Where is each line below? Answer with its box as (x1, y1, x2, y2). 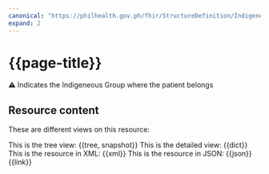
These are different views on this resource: (8, 125, 151, 135)
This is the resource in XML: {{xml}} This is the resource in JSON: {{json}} (8, 149, 252, 159)
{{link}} (8, 157, 32, 167)
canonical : (8, 11, 45, 20)
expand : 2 (8, 19, 42, 27)
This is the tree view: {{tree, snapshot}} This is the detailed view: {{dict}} (8, 140, 248, 150)
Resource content (8, 103, 99, 117)
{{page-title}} (8, 54, 102, 72)
